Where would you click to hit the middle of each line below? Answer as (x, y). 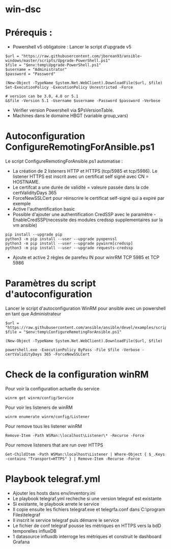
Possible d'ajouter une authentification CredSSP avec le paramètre (82, 215)
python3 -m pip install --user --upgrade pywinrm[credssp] (69, 244)
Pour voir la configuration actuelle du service (52, 388)
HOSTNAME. (26, 182)
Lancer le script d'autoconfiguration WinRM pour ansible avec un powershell (86, 308)
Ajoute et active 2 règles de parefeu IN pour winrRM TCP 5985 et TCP (86, 257)
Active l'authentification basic (44, 209)
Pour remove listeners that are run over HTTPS (54, 445)
